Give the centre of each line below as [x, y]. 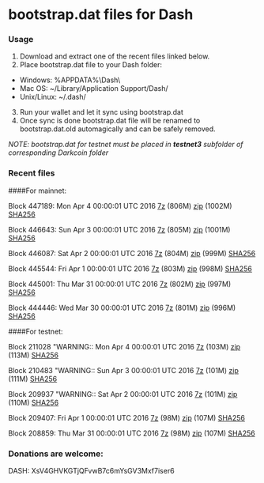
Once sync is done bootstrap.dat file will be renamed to [110, 121]
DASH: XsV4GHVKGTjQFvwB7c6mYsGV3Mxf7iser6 [92, 471]
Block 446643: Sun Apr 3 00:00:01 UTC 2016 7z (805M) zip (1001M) [119, 229]
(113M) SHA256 [34, 355]
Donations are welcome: [56, 454]
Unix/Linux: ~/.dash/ [53, 97]
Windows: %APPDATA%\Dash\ [70, 80]
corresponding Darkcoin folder [58, 153]
